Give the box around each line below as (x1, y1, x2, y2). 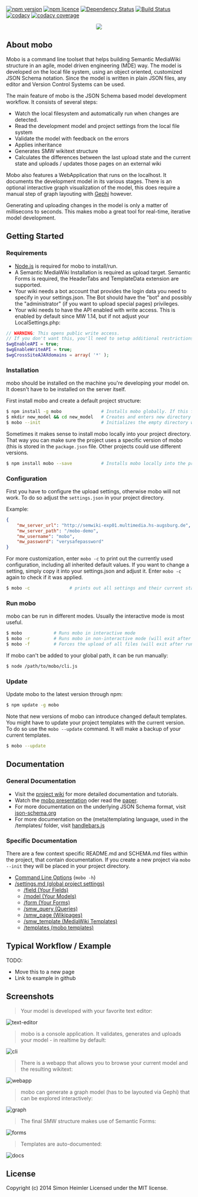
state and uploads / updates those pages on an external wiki (14, 160, 161, 167)
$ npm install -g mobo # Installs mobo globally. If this (6, 409, 189, 415)
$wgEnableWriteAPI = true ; (6, 347, 72, 353)
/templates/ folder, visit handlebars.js (14, 822, 105, 829)
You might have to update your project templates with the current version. (6, 719, 186, 726)
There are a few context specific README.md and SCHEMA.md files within (6, 850, 188, 857)
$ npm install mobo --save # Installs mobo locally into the (6, 460, 186, 466)
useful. (6, 619, 23, 626)
